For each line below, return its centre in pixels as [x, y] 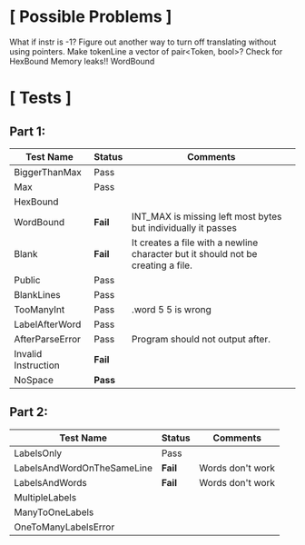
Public [27, 280]
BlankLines [37, 294]
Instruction [37, 365]
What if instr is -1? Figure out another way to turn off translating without [143, 42]
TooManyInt [39, 309]
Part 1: [28, 131]
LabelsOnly [38, 453]
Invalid [28, 353]
